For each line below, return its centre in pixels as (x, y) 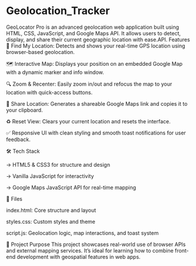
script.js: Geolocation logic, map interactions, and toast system (82, 233)
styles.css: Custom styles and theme (51, 221)
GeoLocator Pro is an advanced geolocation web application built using (93, 27)
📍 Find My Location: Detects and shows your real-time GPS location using (96, 46)
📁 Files (14, 198)
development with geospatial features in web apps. (79, 257)
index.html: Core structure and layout (51, 210)
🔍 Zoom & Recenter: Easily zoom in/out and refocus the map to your (89, 84)
